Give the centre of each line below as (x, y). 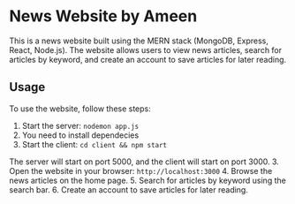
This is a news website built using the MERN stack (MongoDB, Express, (139, 41)
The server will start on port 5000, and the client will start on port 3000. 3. (144, 162)
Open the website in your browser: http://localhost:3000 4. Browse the (141, 170)
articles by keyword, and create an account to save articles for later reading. (148, 59)
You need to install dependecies (80, 135)
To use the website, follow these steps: (80, 109)
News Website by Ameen (103, 16)
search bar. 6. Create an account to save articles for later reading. (129, 189)
